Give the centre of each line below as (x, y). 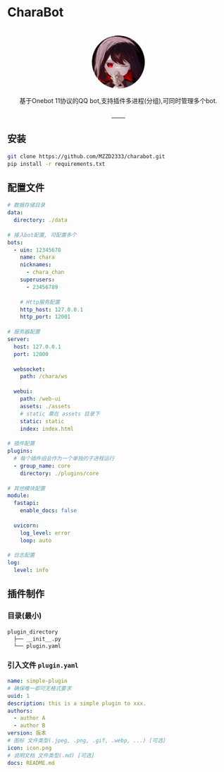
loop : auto (36, 540)
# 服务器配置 (24, 332)
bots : (15, 242)
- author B (30, 726)
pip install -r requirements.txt (56, 164)
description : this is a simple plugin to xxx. (77, 703)
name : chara (37, 257)
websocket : (30, 369)
